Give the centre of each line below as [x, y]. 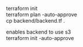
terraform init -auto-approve [40, 38]
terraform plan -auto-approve [41, 15]
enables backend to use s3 [39, 32]
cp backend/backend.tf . [36, 21]
